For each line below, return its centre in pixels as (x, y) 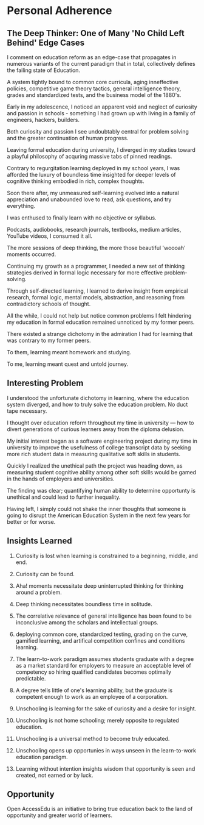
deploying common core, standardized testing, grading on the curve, (101, 634)
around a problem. (39, 592)
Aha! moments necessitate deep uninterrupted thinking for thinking (100, 585)
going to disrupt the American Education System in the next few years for (99, 515)
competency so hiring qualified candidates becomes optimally (93, 672)
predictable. (31, 678)
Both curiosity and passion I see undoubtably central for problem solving (98, 131)
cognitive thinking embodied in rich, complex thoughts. (76, 181)
